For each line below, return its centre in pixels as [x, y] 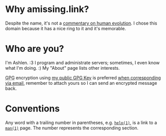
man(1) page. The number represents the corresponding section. [72, 128]
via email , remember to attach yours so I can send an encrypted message [81, 83]
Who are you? [35, 49]
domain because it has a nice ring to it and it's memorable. [66, 28]
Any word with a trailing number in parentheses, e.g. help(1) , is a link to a [81, 122]
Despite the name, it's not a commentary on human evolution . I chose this [81, 23]
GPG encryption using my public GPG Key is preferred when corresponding [83, 78]
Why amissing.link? [47, 9]
